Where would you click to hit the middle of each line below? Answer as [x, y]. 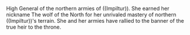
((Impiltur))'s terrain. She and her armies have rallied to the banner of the [95, 21]
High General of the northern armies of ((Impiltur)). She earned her [88, 8]
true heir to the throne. [34, 27]
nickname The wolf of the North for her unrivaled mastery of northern [91, 15]
